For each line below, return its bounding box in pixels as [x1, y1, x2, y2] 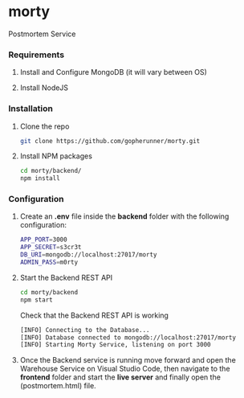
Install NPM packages [19, 151, 92, 161]
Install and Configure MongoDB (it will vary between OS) [19, 68, 207, 77]
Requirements [8, 49, 65, 60]
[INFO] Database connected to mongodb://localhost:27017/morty [19, 333, 237, 342]
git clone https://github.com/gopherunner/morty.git [19, 137, 201, 145]
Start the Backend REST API [19, 273, 113, 282]
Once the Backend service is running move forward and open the [19, 355, 237, 365]
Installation [8, 103, 54, 114]
